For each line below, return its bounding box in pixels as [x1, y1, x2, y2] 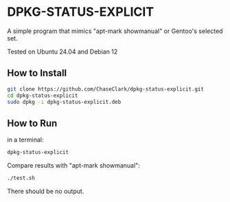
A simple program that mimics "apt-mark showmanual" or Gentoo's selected [7, 27, 223, 35]
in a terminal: [7, 135, 44, 144]
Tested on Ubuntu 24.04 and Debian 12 [7, 47, 118, 56]
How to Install [7, 67, 67, 79]
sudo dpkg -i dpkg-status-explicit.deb [7, 98, 122, 105]
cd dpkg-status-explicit [7, 92, 78, 99]
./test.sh [7, 175, 36, 182]
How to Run [7, 117, 58, 129]
